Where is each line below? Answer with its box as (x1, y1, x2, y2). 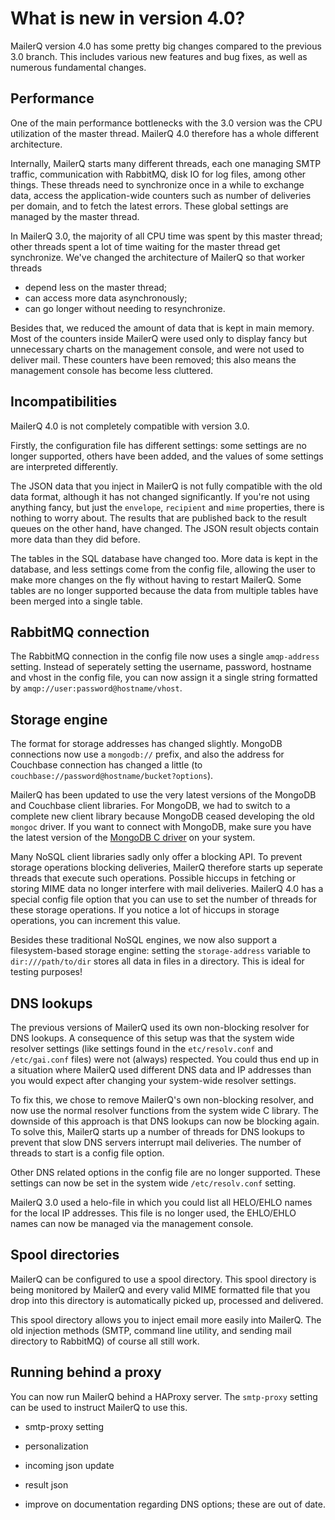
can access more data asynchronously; (24, 292, 188, 304)
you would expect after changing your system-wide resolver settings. (10, 1075, 297, 1086)
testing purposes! (10, 966, 83, 978)
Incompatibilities (10, 393, 118, 411)
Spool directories (10, 1247, 120, 1264)
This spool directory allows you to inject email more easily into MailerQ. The (10, 1313, 322, 1326)
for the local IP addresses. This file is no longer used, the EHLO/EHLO (10, 1207, 297, 1219)
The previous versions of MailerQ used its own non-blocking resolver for (10, 1022, 310, 1033)
